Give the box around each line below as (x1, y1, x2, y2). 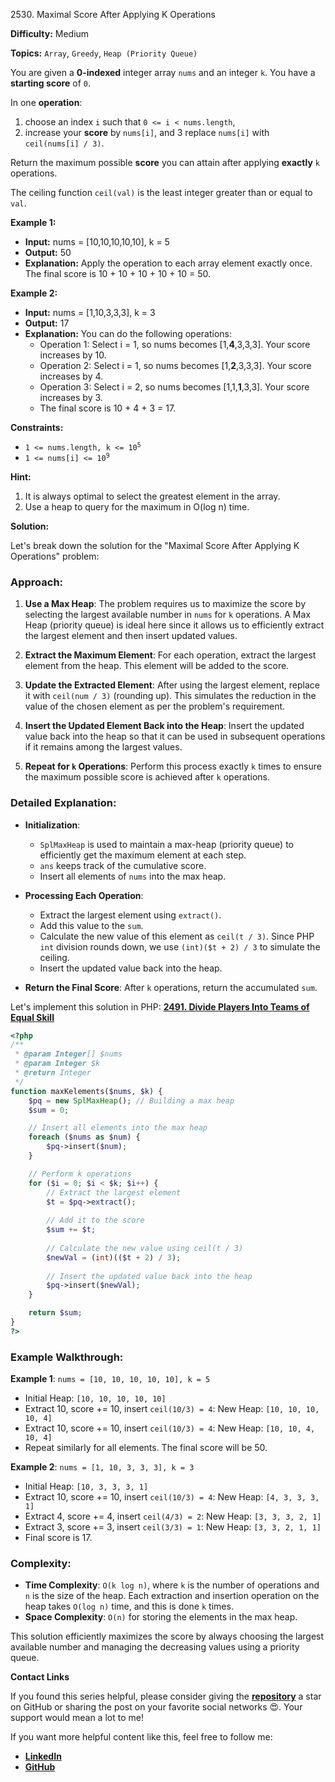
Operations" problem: (10, 550, 100, 562)
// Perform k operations (28, 1169, 132, 1179)
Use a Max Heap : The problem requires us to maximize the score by (24, 598, 307, 610)
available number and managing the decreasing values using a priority (10, 1641, 300, 1653)
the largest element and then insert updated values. (24, 630, 238, 642)
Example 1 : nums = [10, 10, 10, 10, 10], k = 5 (10, 1373, 211, 1385)
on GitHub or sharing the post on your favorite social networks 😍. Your (10, 1701, 303, 1713)
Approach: (10, 575, 64, 589)
